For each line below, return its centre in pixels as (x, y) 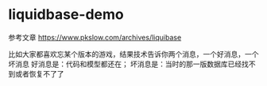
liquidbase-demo (66, 15)
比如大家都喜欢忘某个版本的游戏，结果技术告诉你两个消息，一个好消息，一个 (133, 54)
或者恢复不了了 (39, 73)
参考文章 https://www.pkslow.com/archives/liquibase (95, 37)
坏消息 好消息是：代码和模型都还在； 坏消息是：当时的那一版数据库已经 (125, 64)
